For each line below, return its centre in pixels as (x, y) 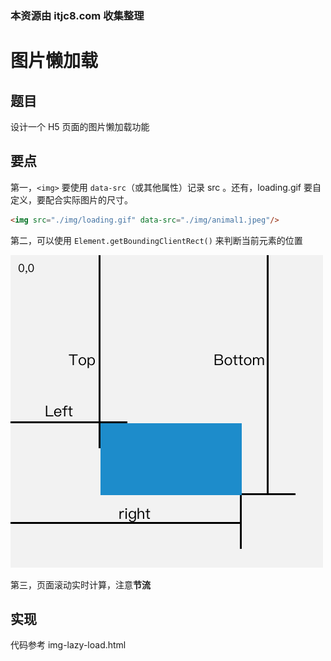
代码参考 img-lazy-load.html (68, 645)
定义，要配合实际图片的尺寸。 (71, 199)
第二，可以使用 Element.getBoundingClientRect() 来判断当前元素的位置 (156, 240)
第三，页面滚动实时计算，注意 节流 (80, 584)
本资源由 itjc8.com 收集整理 (77, 15)
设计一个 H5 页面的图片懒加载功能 (80, 126)
